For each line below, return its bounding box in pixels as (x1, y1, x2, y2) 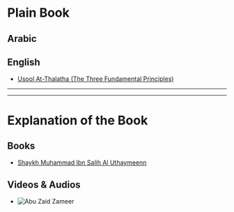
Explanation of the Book (7, 112, 148, 128)
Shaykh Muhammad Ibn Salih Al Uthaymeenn (17, 158, 147, 167)
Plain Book (7, 5, 70, 21)
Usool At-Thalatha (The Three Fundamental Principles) (17, 75, 174, 83)
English (7, 56, 40, 68)
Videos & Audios (7, 179, 81, 190)
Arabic (7, 33, 37, 45)
